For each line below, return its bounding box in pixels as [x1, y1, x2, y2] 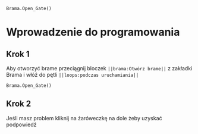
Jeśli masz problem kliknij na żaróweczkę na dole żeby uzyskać [6, 114, 162, 121]
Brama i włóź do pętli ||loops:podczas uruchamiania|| [6, 71, 139, 78]
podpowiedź [6, 121, 37, 128]
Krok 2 [6, 99, 32, 109]
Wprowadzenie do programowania [6, 26, 180, 39]
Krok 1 [6, 49, 30, 59]
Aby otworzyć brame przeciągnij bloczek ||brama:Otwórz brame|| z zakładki [6, 65, 193, 71]
